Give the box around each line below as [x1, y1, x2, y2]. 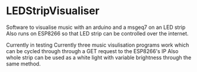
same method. [6, 60, 41, 67]
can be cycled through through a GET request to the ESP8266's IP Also [6, 47, 179, 54]
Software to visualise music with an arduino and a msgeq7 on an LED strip [6, 24, 186, 31]
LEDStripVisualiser [6, 4, 100, 18]
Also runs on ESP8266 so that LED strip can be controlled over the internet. [6, 30, 189, 37]
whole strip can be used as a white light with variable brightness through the [6, 54, 192, 61]
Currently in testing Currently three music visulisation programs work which [6, 41, 189, 48]
